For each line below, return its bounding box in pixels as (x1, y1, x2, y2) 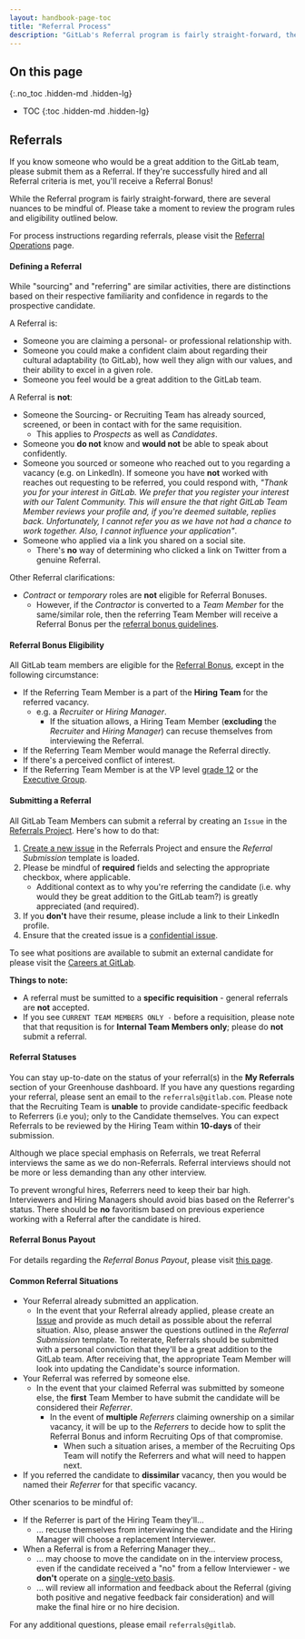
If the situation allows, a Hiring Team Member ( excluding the (49, 716, 277, 727)
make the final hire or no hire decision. (35, 1602, 180, 1613)
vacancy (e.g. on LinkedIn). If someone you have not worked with (22, 468, 269, 479)
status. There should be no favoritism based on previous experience (9, 1203, 265, 1215)
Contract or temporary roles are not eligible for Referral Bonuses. (22, 590, 268, 601)
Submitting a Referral (9, 795, 92, 805)
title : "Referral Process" (9, 22, 112, 31)
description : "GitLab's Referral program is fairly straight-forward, (9, 30, 282, 39)
